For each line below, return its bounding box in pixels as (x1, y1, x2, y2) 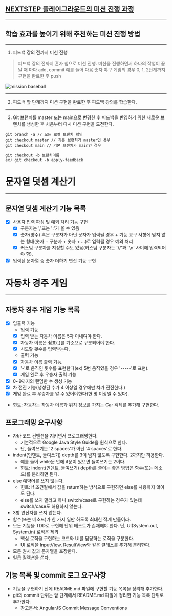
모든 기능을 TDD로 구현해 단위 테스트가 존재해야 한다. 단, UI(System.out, (12, 522, 159, 528)
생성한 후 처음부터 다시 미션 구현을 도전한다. (26, 121, 114, 127)
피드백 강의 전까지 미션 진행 (12, 49, 68, 55)
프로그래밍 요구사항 (5, 418, 63, 427)
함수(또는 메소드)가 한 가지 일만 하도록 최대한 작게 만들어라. (12, 516, 131, 522)
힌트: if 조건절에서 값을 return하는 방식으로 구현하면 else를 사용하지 (20, 484, 155, 490)
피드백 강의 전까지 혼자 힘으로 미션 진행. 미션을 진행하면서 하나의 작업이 (17, 60, 160, 66)
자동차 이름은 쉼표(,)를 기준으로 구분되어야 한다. (20, 339, 116, 345)
